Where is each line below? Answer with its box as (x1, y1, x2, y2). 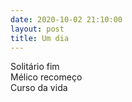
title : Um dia (10, 33, 70, 43)
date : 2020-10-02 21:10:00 (10, 14, 123, 25)
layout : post (10, 24, 65, 34)
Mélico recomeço (10, 71, 83, 83)
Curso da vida (10, 82, 68, 94)
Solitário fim (10, 61, 60, 73)
